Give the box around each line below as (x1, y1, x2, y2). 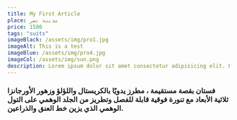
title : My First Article (7, 10, 80, 18)
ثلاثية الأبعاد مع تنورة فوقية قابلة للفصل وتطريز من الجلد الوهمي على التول (7, 94, 229, 104)
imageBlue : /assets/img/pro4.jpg (7, 50, 106, 57)
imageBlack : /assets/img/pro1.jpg (7, 36, 109, 44)
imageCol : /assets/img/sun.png (7, 56, 99, 63)
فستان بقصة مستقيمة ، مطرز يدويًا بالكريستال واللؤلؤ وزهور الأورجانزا (7, 86, 216, 95)
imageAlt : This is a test (7, 43, 83, 50)
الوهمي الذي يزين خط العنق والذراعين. (7, 103, 124, 113)
